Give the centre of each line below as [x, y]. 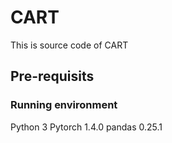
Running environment [64, 105]
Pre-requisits [52, 76]
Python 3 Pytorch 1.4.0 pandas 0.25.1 [86, 127]
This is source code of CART [69, 45]
